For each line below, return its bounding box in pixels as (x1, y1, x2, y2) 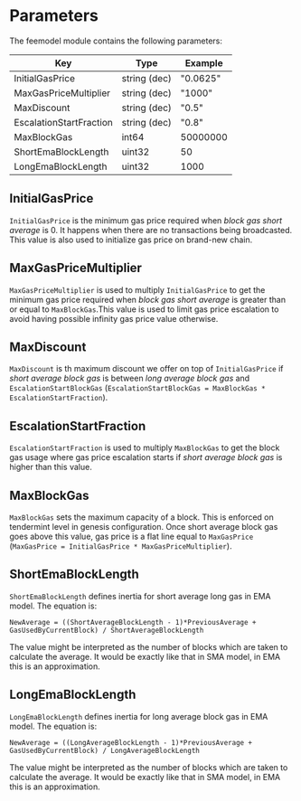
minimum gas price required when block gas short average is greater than (9, 294, 287, 305)
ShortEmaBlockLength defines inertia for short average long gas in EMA (9, 590, 271, 601)
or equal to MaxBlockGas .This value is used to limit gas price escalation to (9, 304, 279, 315)
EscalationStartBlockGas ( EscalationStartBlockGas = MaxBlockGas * (9, 382, 266, 393)
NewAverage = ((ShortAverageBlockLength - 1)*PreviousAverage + (9, 617, 257, 627)
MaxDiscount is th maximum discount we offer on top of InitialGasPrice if (9, 363, 284, 374)
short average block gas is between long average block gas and (9, 372, 250, 384)
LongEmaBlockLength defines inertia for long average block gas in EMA (9, 711, 268, 721)
